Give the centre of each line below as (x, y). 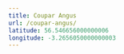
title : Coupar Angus (43, 15)
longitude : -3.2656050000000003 (62, 38)
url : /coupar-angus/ (43, 23)
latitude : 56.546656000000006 (59, 30)
